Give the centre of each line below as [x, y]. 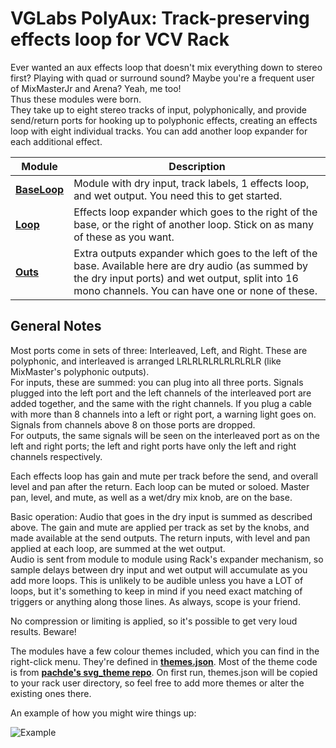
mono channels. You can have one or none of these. [195, 290]
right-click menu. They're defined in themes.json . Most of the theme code [164, 661]
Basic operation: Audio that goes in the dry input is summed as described [161, 516]
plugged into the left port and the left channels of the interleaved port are [161, 393]
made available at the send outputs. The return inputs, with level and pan [160, 538]
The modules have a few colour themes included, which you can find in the [165, 651]
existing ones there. [51, 693]
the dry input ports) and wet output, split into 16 [186, 278]
